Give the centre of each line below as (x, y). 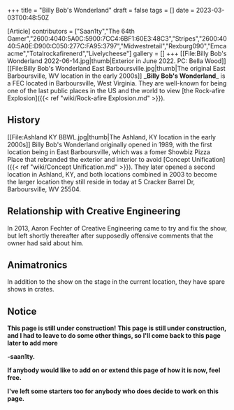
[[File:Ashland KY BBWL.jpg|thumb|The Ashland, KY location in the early (112, 137)
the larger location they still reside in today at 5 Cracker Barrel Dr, (101, 182)
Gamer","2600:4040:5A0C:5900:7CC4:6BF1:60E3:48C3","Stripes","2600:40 (117, 39)
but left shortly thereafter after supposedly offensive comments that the (110, 235)
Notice (22, 311)
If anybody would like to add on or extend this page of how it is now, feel (114, 370)
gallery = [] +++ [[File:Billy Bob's (180, 53)
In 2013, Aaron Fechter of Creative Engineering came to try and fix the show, (117, 228)
